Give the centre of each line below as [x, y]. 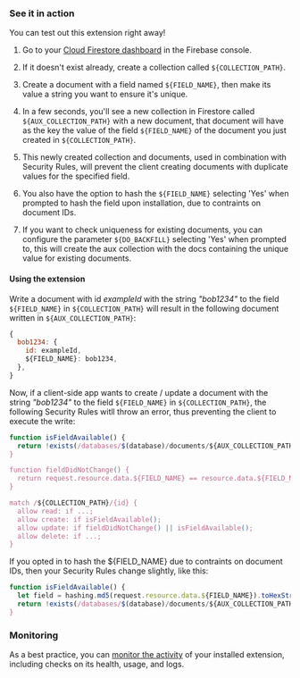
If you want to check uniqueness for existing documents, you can [142, 230]
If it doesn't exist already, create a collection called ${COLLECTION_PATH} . [154, 67]
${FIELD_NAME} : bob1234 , [71, 359]
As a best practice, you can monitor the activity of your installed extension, [147, 655]
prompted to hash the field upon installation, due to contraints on [142, 203]
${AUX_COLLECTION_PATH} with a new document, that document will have [153, 121]
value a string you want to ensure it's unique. [105, 94]
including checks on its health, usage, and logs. [97, 665]
